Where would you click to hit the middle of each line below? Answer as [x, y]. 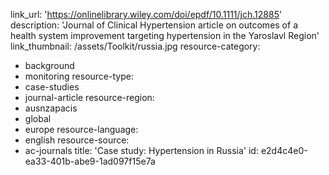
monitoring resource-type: [79, 76]
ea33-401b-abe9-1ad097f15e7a [90, 161]
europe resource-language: [81, 129]
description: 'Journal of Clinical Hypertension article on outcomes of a [154, 25]
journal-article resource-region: [89, 97]
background [49, 65]
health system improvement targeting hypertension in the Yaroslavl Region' [165, 35]
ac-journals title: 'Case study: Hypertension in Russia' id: [141, 150]
